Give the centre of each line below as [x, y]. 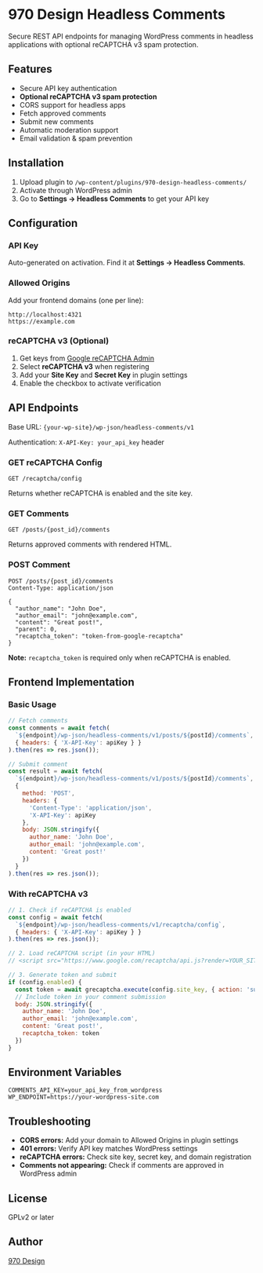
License [28, 1198]
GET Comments [38, 514]
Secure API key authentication [68, 88]
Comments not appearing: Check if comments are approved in [122, 1165]
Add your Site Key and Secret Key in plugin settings [103, 375]
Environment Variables [65, 1072]
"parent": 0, [36, 629]
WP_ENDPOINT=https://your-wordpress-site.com [83, 1097]
